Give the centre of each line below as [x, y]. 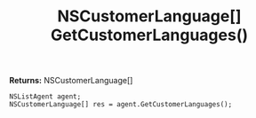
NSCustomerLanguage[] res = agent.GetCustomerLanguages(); [121, 105]
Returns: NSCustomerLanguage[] [71, 81]
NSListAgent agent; [45, 97]
